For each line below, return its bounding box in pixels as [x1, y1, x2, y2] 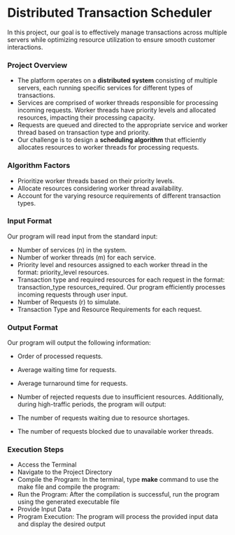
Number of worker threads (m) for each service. [17, 253, 156, 262]
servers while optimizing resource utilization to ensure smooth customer [7, 35, 215, 43]
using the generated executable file [17, 498, 120, 506]
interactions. [7, 43, 43, 51]
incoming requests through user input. [17, 290, 128, 299]
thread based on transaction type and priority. [17, 128, 150, 137]
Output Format [7, 322, 58, 332]
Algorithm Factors [7, 161, 71, 171]
